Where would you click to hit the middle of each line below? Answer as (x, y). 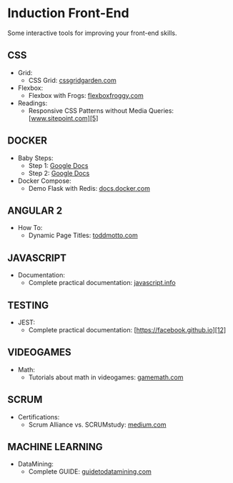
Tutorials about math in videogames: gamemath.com (106, 377)
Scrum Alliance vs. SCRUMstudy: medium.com (97, 424)
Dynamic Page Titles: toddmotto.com (83, 235)
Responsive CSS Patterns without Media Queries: (101, 110)
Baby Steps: (35, 158)
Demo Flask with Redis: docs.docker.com (89, 188)
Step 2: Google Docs (59, 173)
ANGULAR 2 (35, 210)
